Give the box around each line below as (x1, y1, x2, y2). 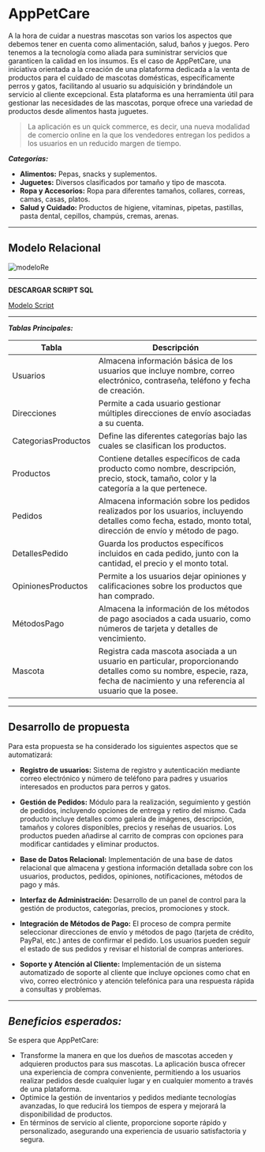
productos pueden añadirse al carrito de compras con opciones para (19, 830, 244, 840)
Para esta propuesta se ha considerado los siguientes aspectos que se (8, 741, 238, 751)
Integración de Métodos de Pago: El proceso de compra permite (19, 918, 231, 928)
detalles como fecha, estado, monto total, (98, 515, 252, 526)
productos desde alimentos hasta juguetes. (8, 106, 149, 115)
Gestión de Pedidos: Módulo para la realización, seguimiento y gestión (19, 797, 251, 807)
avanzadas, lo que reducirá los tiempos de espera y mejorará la (19, 1101, 226, 1111)
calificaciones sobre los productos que (98, 580, 243, 591)
